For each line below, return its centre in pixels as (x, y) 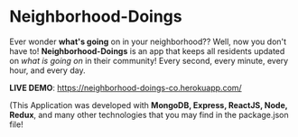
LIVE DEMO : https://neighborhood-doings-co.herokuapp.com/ (126, 87)
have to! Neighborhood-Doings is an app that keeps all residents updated (147, 50)
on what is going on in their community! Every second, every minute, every (149, 60)
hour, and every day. (47, 70)
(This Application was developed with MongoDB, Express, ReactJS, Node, (149, 105)
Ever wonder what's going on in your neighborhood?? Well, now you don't (148, 41)
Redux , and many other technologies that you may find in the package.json (149, 114)
